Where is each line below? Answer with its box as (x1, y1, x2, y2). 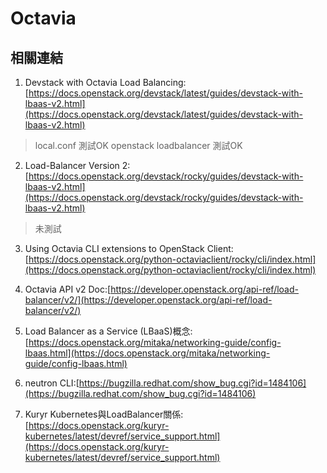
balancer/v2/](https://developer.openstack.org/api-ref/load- (24, 294, 273, 306)
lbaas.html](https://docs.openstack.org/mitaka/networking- (24, 347, 271, 359)
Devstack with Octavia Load (24, 77, 141, 88)
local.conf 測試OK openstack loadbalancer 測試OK (34, 140, 243, 151)
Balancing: (142, 77, 187, 88)
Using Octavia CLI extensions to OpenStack (24, 243, 205, 254)
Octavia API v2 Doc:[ (24, 283, 112, 295)
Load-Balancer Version (24, 160, 120, 171)
